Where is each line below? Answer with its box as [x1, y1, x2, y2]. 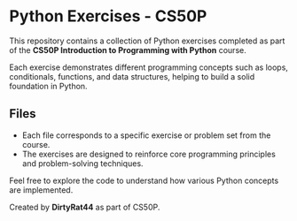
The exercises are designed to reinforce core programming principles [21, 149, 277, 159]
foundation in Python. [9, 80, 88, 91]
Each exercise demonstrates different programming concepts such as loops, [9, 62, 288, 72]
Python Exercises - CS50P [9, 6, 207, 27]
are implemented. [9, 184, 74, 195]
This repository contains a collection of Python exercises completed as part [9, 35, 285, 46]
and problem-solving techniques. [21, 157, 144, 169]
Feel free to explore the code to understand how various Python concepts [9, 175, 279, 186]
